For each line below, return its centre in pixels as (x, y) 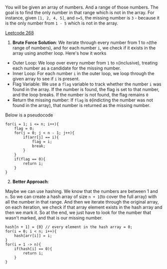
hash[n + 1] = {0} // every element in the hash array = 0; (69, 227)
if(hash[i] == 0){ (33, 249)
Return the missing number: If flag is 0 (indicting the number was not (83, 100)
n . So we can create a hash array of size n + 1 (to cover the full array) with (81, 196)
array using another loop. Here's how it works (59, 53)
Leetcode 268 (19, 33)
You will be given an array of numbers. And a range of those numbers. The (82, 7)
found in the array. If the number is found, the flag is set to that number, (86, 89)
